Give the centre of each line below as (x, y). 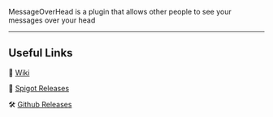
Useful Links (41, 53)
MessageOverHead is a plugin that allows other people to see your (120, 12)
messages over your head (52, 20)
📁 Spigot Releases (39, 88)
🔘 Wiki (19, 73)
